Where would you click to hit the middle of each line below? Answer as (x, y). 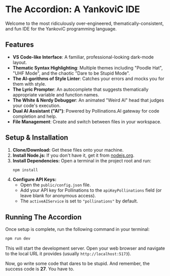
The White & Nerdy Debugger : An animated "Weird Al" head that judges (88, 100)
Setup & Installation (37, 138)
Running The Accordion (44, 217)
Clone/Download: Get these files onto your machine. (68, 150)
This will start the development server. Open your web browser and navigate (85, 248)
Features (20, 45)
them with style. (29, 84)
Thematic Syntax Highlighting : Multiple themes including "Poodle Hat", (88, 67)
